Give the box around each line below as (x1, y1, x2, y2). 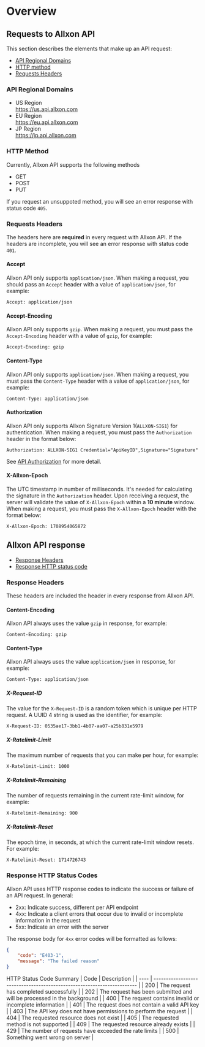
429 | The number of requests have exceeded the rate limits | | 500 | (6, 1027, 179, 1035)
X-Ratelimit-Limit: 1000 (6, 764, 70, 770)
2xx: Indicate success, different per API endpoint (15, 903, 139, 911)
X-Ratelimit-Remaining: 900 (6, 810, 78, 816)
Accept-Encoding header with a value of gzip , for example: (6, 332, 152, 340)
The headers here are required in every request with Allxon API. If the (6, 233, 182, 240)
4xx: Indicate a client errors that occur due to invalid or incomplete (15, 910, 184, 918)
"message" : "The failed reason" (17, 958, 100, 964)
